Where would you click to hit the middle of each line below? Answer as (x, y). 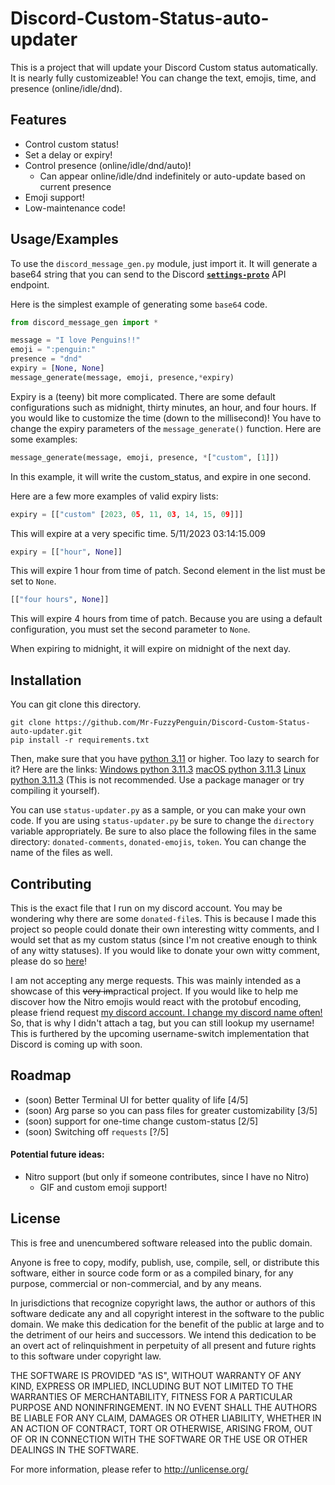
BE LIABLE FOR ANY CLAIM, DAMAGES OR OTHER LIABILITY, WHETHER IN (166, 1418)
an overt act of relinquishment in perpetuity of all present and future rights (163, 1345)
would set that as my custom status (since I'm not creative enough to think (164, 939)
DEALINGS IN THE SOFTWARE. (74, 1449)
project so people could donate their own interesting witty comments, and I (165, 929)
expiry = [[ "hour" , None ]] (66, 552)
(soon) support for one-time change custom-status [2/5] (141, 1121)
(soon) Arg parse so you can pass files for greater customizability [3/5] (171, 1110)
